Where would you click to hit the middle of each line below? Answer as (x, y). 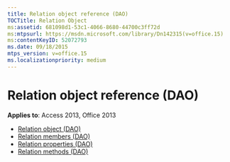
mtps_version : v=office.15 (47, 54)
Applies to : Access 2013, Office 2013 (62, 115)
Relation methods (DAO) (53, 151)
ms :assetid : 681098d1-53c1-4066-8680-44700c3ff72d (84, 27)
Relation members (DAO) (54, 136)
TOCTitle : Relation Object (47, 21)
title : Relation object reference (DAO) (68, 14)
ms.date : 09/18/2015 (38, 47)
